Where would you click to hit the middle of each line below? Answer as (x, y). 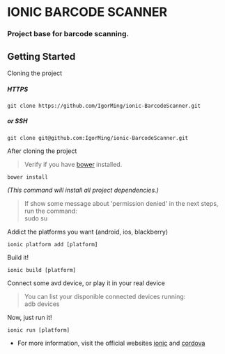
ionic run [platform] (39, 330)
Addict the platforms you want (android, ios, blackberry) (88, 232)
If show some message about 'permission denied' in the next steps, (121, 203)
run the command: (51, 211)
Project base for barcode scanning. (68, 34)
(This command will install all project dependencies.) (83, 190)
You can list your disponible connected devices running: (105, 296)
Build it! (18, 257)
